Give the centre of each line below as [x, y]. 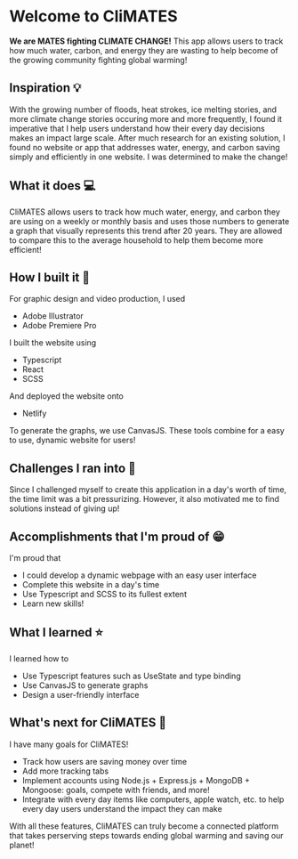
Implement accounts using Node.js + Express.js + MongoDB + [136, 780]
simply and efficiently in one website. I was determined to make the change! [149, 157]
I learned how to [39, 658]
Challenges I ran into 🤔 [72, 468]
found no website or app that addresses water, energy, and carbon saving [145, 147]
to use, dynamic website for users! [72, 440]
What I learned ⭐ [56, 632]
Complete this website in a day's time [91, 584]
